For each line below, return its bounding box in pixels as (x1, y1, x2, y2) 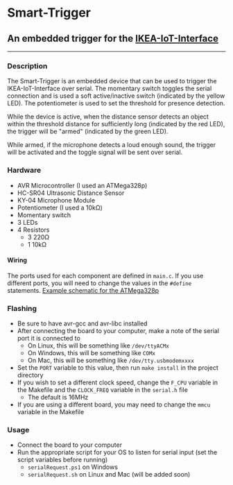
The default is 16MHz (27, 393, 89, 402)
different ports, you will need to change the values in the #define (7, 279, 192, 287)
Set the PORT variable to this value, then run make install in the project (17, 364, 218, 372)
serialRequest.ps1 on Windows (27, 463, 118, 471)
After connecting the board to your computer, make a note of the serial (17, 327, 220, 335)
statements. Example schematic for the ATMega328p (7, 286, 159, 294)
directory (17, 371, 44, 380)
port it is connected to (17, 334, 81, 343)
